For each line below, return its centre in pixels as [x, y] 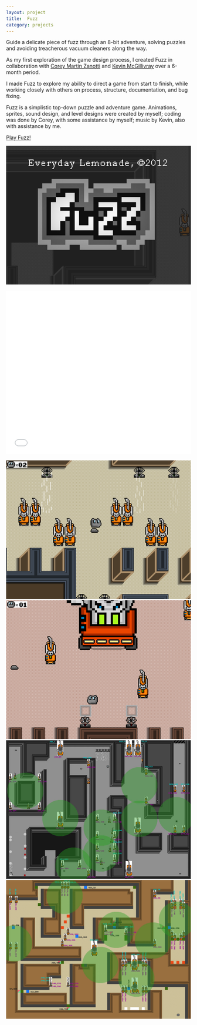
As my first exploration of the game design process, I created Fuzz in [89, 60]
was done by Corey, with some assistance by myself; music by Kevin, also [96, 120]
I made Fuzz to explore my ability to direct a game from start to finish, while [97, 84]
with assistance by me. [34, 126]
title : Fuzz [22, 19]
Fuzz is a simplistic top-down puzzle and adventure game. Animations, [91, 107]
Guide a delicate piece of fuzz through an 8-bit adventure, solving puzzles [96, 42]
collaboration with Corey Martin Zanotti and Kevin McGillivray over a [88, 66]
